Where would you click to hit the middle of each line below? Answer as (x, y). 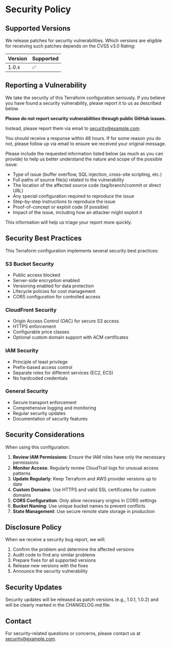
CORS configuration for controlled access (56, 296)
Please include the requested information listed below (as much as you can (84, 153)
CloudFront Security (31, 310)
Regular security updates (39, 413)
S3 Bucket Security (30, 264)
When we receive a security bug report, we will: (55, 540)
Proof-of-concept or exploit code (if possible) (60, 207)
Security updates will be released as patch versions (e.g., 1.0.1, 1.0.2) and (82, 599)
